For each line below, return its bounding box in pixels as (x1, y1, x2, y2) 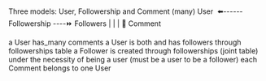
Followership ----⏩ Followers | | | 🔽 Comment (8, 19, 161, 28)
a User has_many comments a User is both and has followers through (8, 37, 242, 47)
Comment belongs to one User (8, 63, 111, 73)
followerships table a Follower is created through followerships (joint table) (8, 46, 259, 55)
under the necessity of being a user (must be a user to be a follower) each (8, 55, 258, 64)
